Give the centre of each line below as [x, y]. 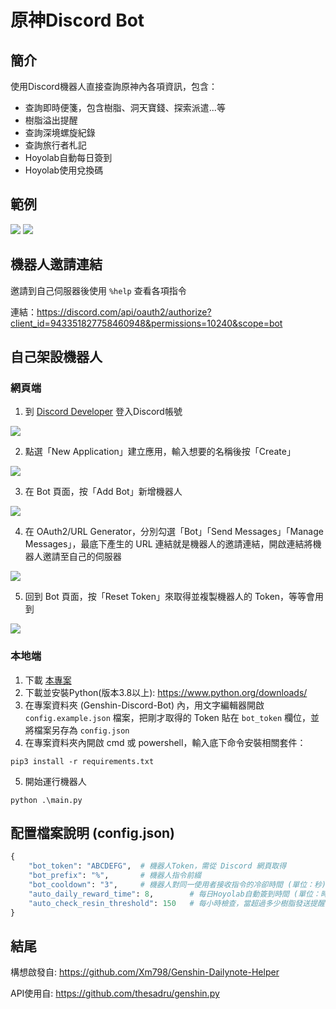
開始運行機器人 [55, 781]
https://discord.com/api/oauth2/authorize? [124, 312]
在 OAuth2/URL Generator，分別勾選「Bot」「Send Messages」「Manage [174, 532]
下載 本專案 [48, 680]
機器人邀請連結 [56, 264]
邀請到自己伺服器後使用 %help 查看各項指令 [98, 290]
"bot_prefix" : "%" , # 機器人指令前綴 [115, 876]
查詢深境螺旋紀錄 [60, 132]
